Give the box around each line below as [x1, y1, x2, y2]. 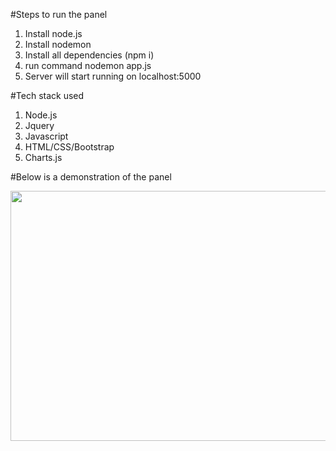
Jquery [24, 120, 55, 131]
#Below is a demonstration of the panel [10, 171, 172, 183]
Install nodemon [24, 39, 92, 50]
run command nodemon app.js [24, 60, 152, 71]
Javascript [24, 130, 69, 142]
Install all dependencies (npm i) [24, 49, 155, 61]
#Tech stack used [10, 90, 85, 101]
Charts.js [24, 152, 63, 163]
